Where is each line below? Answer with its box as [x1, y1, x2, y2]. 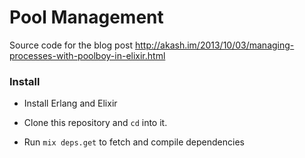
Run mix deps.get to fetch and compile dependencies [23, 136, 245, 148]
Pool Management [9, 6, 164, 29]
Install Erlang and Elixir [23, 97, 118, 110]
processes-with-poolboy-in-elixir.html [9, 49, 166, 61]
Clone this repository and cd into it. [23, 117, 168, 129]
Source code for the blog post [9, 39, 134, 51]
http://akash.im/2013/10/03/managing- [134, 39, 295, 51]
